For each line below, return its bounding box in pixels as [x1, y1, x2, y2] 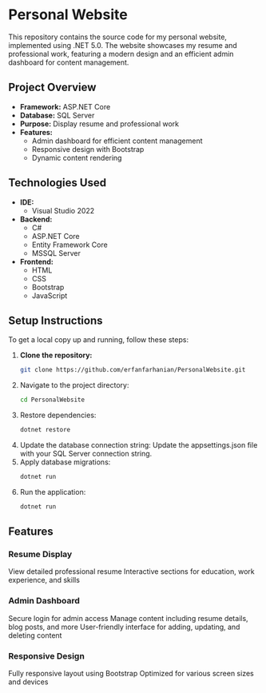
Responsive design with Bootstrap [31, 144, 145, 153]
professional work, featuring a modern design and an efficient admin [8, 49, 234, 58]
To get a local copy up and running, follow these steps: [8, 335, 189, 345]
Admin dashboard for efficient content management [31, 136, 203, 145]
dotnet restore [19, 426, 71, 434]
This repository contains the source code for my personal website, [8, 32, 228, 42]
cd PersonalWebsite [19, 396, 85, 404]
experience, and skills [8, 576, 80, 585]
